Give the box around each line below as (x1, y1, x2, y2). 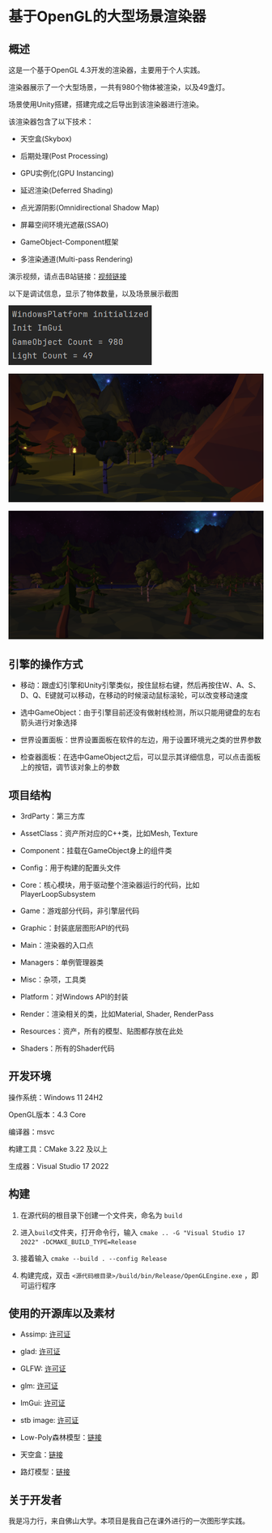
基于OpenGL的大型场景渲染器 (8, 7, 206, 26)
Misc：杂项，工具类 (19, 975, 87, 984)
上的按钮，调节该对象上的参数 (19, 762, 120, 772)
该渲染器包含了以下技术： (8, 117, 94, 126)
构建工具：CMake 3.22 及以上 (8, 1144, 108, 1153)
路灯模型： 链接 (19, 1467, 70, 1477)
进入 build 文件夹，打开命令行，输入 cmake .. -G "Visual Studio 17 (19, 1227, 245, 1237)
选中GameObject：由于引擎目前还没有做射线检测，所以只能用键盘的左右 (19, 707, 261, 717)
